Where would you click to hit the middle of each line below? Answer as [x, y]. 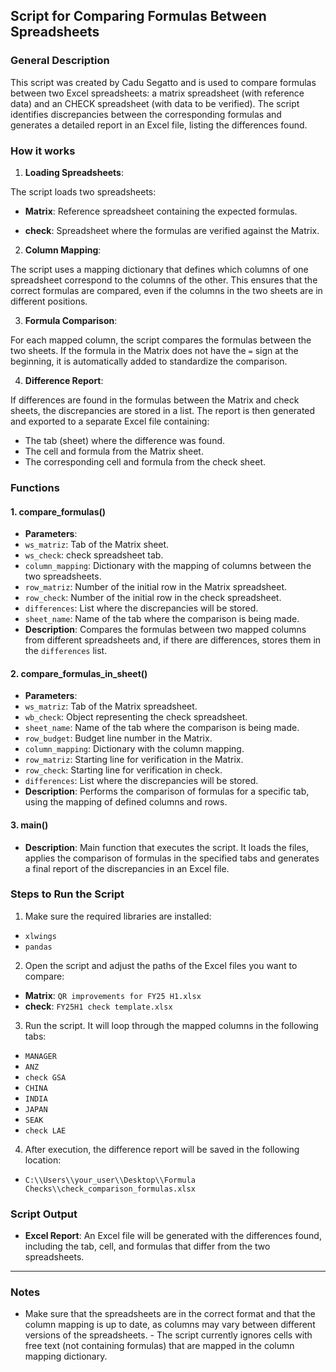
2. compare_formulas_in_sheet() [79, 673]
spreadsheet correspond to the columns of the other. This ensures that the [164, 280]
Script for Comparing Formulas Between [138, 16]
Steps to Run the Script [67, 894]
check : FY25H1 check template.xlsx [98, 1006]
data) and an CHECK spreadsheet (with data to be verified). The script [155, 103]
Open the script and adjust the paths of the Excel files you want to [161, 965]
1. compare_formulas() [58, 511]
